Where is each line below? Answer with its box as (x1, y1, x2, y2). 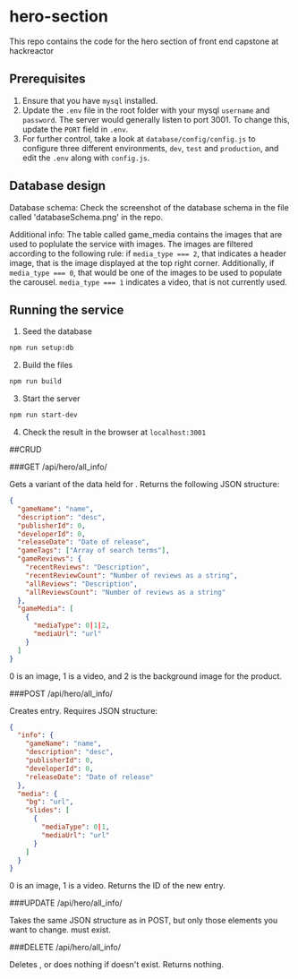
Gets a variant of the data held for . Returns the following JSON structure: (9, 479, 280, 489)
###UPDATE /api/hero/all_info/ (9, 897, 123, 908)
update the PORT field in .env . (21, 124, 129, 134)
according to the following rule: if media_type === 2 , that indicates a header (9, 248, 286, 259)
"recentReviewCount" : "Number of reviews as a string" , (25, 571, 239, 580)
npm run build (9, 377, 63, 386)
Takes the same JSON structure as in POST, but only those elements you (9, 915, 278, 926)
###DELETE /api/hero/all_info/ (9, 942, 122, 953)
